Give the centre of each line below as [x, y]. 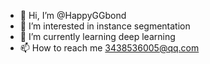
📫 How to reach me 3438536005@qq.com [109, 48]
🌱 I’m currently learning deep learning [97, 36]
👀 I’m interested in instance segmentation [105, 26]
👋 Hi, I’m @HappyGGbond [73, 15]
